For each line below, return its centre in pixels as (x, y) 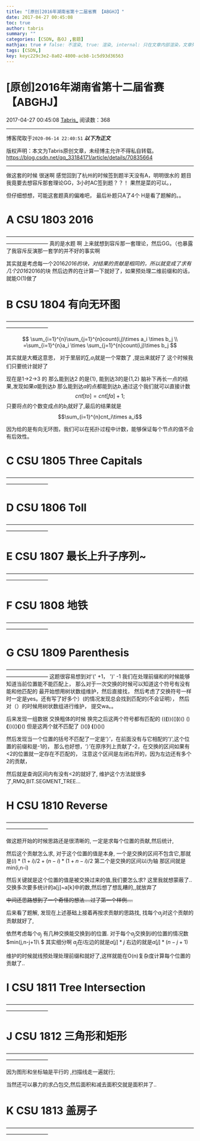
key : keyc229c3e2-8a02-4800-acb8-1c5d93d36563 (65, 56)
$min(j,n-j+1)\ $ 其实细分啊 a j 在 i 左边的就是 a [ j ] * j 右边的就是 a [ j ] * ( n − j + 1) (97, 943)
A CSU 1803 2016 (50, 219)
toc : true (18, 23)
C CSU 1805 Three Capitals (74, 461)
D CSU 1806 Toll (46, 508)
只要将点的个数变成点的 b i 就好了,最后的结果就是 (64, 407)
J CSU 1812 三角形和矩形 (66, 1037)
